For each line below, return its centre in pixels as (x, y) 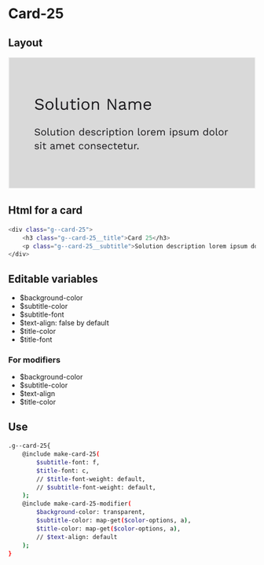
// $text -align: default (77, 537)
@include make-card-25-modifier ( (77, 504)
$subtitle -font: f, (68, 462)
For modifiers (35, 360)
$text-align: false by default (64, 323)
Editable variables (53, 279)
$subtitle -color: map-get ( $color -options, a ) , (114, 521)
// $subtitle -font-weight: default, (96, 487)
